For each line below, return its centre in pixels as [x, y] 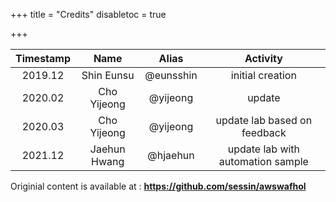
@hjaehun [171, 155]
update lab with [264, 149]
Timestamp [43, 58]
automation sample [263, 161]
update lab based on [264, 120]
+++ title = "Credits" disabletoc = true [88, 14]
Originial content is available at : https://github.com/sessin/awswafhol [158, 186]
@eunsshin [171, 75]
